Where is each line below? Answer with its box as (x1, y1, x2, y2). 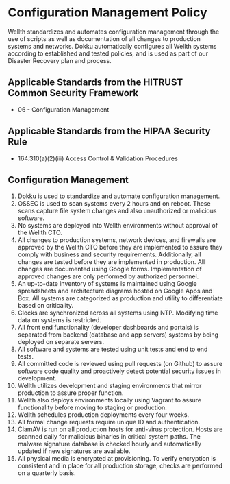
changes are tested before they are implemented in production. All (17, 258, 205, 266)
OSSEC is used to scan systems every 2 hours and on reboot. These (17, 199, 211, 208)
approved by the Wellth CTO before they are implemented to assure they (17, 243, 223, 252)
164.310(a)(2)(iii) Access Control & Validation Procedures (17, 154, 179, 162)
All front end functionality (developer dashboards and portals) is (17, 324, 199, 332)
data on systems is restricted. (17, 316, 102, 324)
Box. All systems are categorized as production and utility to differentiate (17, 294, 223, 302)
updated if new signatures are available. (17, 447, 131, 455)
